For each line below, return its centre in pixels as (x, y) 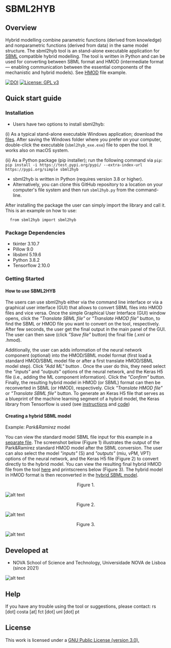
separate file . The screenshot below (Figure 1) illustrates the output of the (82, 442)
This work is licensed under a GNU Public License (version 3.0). (72, 640)
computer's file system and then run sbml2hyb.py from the (74, 190)
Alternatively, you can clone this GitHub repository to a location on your (88, 184)
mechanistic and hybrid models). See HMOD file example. (66, 72)
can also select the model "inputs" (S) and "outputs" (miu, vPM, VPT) (78, 453)
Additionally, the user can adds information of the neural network (74, 350)
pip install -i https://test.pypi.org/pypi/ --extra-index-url (74, 165)
